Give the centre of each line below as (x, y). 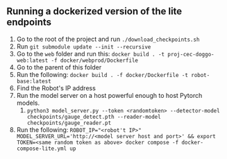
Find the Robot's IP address (56, 88)
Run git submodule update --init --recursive (84, 46)
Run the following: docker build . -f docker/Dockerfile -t (102, 74)
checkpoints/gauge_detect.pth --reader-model (94, 117)
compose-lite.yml (42, 149)
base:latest (34, 81)
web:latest (32, 60)
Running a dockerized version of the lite (94, 11)
